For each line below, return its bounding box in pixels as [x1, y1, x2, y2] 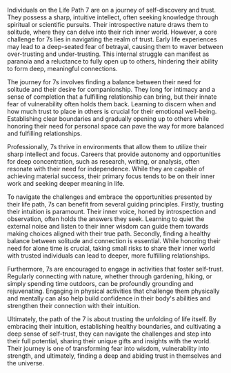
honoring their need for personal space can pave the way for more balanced [7, 122, 224, 130]
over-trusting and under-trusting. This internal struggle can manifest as [7, 50, 210, 58]
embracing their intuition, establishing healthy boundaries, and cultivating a [7, 323, 221, 330]
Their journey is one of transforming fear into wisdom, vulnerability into [7, 345, 210, 352]
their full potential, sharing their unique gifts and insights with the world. [7, 337, 212, 345]
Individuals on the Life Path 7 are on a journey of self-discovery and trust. [7, 6, 216, 14]
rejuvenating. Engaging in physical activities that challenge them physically [7, 287, 220, 295]
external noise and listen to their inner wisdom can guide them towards [7, 222, 209, 230]
